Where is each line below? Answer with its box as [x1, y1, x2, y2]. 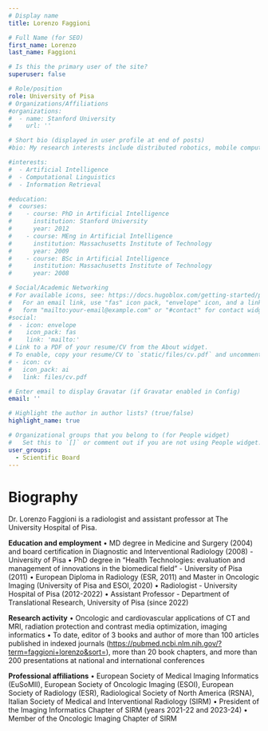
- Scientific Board [15, 453, 81, 461]
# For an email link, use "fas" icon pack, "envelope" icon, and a [8, 298, 245, 306]
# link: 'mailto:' [8, 336, 81, 344]
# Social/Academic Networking [8, 284, 109, 292]
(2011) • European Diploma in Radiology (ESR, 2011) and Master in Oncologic [8, 573, 260, 582]
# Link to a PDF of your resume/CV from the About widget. [8, 343, 209, 352]
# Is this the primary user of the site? [8, 63, 148, 71]
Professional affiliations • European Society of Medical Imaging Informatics [8, 671, 259, 681]
